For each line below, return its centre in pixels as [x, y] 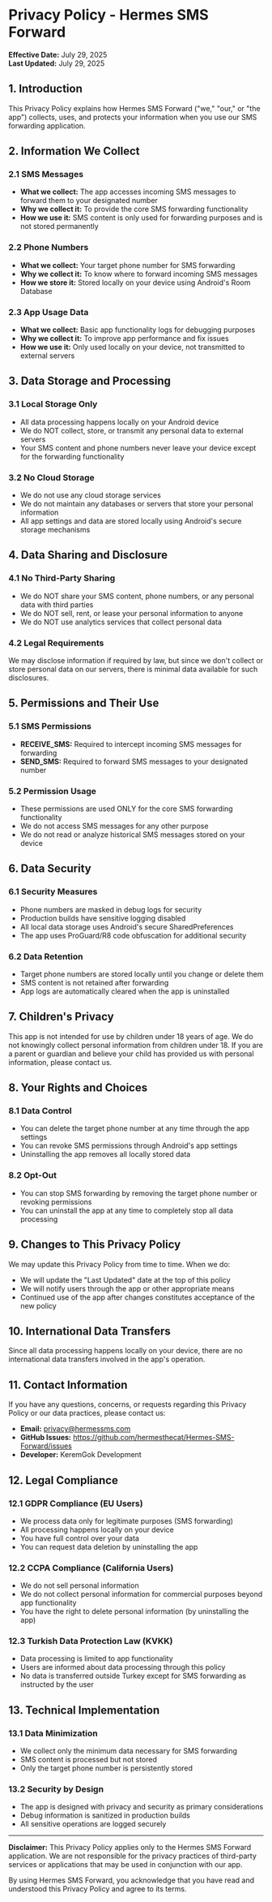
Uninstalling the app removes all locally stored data [105, 1154]
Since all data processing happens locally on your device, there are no [125, 1351]
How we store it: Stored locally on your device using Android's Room [135, 282]
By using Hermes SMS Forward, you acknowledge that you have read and [132, 1880]
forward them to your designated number [89, 201]
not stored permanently [59, 226]
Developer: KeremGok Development [81, 1455]
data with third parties [57, 604]
